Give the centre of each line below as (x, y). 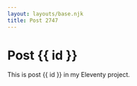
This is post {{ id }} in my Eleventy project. (69, 75)
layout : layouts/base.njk (45, 14)
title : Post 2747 (33, 20)
